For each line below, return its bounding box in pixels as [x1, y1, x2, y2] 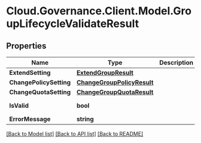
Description [159, 59, 193, 66]
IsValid [9, 102, 29, 109]
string [77, 115, 94, 123]
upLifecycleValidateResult [6, 17, 139, 31]
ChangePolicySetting [9, 78, 71, 86]
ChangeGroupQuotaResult [77, 88, 154, 96]
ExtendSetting [9, 69, 51, 77]
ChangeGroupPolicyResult [77, 78, 154, 86]
